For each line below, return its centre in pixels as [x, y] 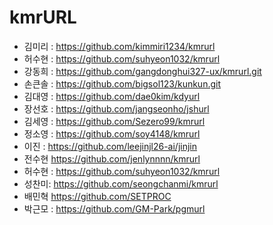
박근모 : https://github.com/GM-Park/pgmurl [114, 208]
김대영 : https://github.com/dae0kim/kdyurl [112, 96]
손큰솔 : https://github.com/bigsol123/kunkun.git [122, 83]
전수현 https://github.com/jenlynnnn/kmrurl [112, 158]
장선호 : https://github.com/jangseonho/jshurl [116, 108]
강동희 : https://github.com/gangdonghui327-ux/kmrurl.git [142, 71]
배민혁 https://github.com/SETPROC [97, 196]
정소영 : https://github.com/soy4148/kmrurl [112, 133]
